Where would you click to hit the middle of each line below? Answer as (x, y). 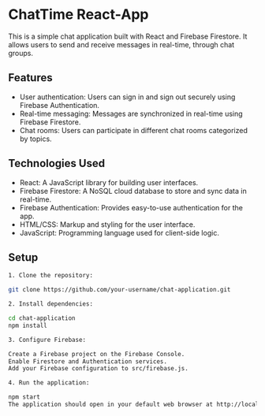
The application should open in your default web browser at (111, 404)
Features (30, 78)
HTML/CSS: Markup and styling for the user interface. (107, 224)
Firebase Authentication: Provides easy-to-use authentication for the (131, 207)
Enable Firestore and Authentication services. (88, 361)
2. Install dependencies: (50, 304)
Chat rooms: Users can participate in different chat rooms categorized (134, 130)
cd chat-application (42, 318)
